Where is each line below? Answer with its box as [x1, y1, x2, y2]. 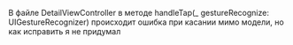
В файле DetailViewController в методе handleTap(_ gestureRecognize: [8, 8, 269, 18]
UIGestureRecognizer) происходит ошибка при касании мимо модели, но [8, 17, 284, 27]
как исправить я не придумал [8, 26, 121, 36]
